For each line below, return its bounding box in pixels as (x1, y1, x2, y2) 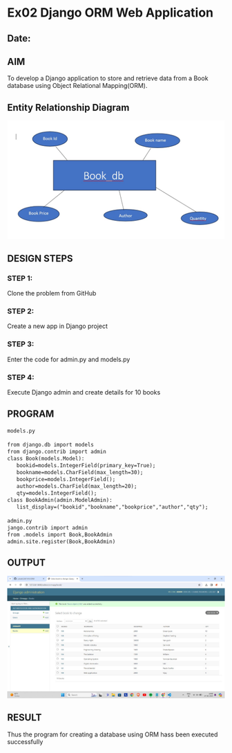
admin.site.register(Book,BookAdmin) (7, 538, 116, 545)
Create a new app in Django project (7, 322, 108, 330)
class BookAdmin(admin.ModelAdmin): (7, 496, 113, 503)
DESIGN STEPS (7, 253, 74, 264)
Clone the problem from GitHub (7, 289, 97, 298)
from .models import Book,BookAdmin (7, 531, 113, 538)
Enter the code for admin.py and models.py (7, 355, 130, 363)
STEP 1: (7, 273, 33, 283)
